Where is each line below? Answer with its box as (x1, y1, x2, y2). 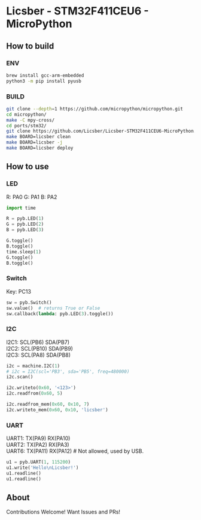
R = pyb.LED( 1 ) (6, 216, 44, 222)
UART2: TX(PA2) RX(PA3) (6, 441, 70, 449)
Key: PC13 (6, 288, 32, 295)
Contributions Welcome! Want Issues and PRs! (6, 509, 121, 516)
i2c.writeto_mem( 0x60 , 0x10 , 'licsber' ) (6, 407, 109, 413)
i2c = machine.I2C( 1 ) (6, 363, 60, 369)
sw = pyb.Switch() (6, 299, 52, 306)
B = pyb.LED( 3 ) (6, 227, 44, 233)
